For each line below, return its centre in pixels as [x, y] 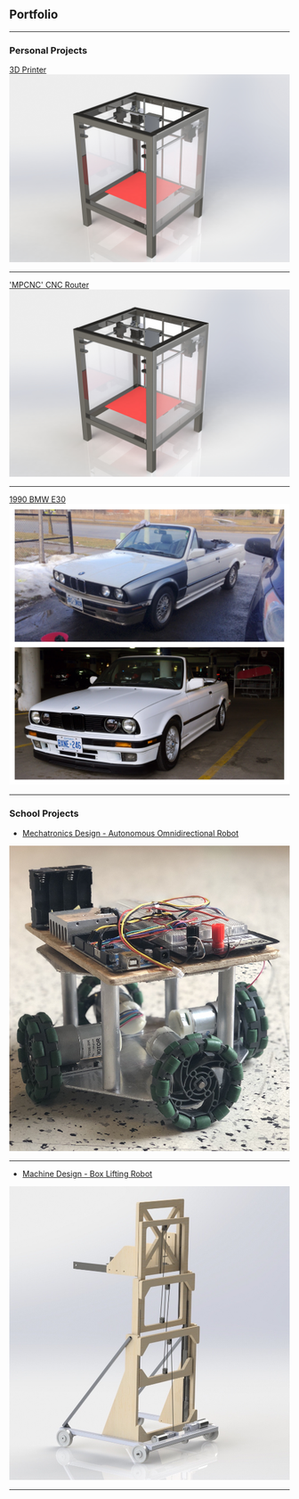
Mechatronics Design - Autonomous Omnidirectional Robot [130, 833]
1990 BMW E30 [38, 499]
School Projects [44, 813]
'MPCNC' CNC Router [49, 284]
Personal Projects [48, 50]
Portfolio [34, 15]
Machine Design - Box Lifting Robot [87, 1174]
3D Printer [28, 70]
